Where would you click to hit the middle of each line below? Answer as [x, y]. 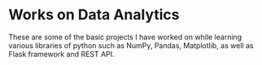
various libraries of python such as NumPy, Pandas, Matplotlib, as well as [131, 45]
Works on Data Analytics [94, 15]
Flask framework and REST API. [62, 54]
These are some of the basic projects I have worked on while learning [125, 37]
